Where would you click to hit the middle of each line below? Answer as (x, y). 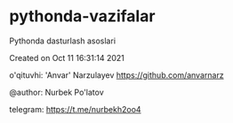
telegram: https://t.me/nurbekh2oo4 (75, 109)
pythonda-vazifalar (82, 16)
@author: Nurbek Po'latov (56, 92)
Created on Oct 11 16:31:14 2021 (67, 58)
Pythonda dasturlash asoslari (63, 41)
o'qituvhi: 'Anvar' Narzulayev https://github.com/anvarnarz (116, 75)
